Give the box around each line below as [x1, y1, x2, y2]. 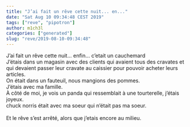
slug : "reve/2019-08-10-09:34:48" [6, 36, 91, 42]
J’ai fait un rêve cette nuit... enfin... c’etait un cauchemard [6, 52, 146, 59]
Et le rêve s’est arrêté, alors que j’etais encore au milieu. [6, 115, 142, 121]
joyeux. [6, 96, 24, 103]
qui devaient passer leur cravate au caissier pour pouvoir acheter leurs [6, 65, 178, 71]
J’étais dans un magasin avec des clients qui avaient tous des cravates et [6, 58, 185, 65]
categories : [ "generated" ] [6, 31, 73, 36]
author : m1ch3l [6, 25, 44, 31]
